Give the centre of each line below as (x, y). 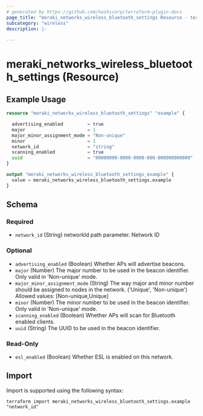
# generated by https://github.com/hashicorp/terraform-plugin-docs (94, 12)
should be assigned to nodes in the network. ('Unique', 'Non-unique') (101, 289)
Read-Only (23, 343)
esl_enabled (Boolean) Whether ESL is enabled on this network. (94, 357)
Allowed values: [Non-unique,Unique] (62, 296)
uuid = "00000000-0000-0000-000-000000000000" (102, 158)
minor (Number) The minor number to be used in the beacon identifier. (102, 302)
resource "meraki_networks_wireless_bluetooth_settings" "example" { (96, 113)
